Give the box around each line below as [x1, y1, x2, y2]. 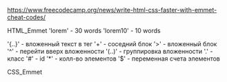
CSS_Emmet [7, 68, 43, 76]
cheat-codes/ [7, 13, 46, 21]
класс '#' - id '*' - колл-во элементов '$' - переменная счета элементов [7, 54, 221, 63]
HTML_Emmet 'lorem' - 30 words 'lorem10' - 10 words [7, 27, 161, 34]
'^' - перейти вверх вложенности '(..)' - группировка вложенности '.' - [7, 48, 213, 55]
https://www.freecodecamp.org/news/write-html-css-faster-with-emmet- [7, 6, 217, 14]
